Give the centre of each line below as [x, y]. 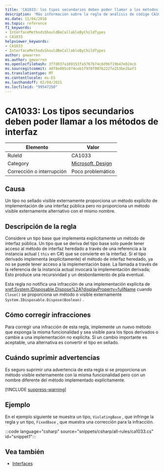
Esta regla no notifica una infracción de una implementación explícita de [78, 284]
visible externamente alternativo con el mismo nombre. [60, 211]
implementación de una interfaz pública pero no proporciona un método [77, 206]
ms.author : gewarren [26, 60]
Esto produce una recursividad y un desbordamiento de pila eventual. [75, 275]
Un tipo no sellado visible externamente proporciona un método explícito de [81, 201]
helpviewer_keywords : [27, 42]
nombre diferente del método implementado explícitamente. [65, 380]
